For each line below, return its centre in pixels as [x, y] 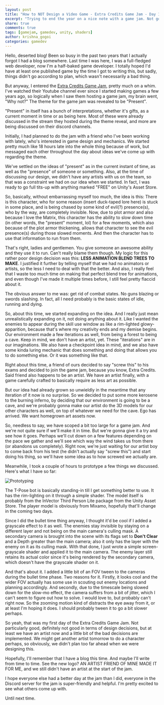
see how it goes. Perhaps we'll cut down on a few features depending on [78, 436]
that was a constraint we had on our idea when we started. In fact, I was [77, 182]
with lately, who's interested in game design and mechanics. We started [77, 141]
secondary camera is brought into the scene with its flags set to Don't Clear [81, 536]
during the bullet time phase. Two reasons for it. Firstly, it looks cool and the [81, 577]
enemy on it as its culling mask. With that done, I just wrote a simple [73, 546]
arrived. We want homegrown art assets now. [51, 416]
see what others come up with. [36, 688]
